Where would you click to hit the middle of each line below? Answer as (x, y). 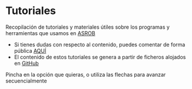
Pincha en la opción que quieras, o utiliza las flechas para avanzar (86, 74)
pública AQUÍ (30, 50)
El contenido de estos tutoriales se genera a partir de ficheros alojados (100, 57)
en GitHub (26, 63)
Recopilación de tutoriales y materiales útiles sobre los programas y (88, 27)
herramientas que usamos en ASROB (50, 33)
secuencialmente (27, 81)
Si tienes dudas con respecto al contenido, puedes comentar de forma (100, 44)
